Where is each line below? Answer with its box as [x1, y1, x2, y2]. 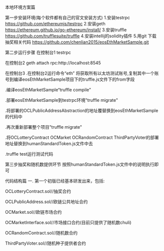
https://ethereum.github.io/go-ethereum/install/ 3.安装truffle [5, 27, 127, 33]
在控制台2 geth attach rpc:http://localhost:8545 [5, 60, 101, 66]
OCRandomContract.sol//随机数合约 [5, 230, 78, 236]
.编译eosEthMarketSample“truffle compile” [5, 87, 91, 92]
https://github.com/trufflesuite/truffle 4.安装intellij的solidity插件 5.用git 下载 [5, 33, 157, 39]
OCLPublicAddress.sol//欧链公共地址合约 [5, 199, 88, 205]
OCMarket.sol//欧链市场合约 [5, 209, 62, 215]
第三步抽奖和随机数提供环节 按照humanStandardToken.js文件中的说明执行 [5, 161, 155, 167]
